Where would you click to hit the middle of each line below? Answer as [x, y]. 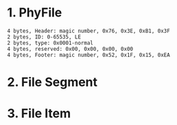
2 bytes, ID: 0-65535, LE [44, 37]
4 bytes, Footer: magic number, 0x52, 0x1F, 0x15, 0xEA [88, 55]
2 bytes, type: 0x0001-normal [50, 43]
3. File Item [39, 114]
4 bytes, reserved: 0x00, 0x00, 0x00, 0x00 [70, 49]
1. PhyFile [35, 13]
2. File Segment [52, 82]
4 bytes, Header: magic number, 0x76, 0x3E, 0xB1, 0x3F [88, 31]
